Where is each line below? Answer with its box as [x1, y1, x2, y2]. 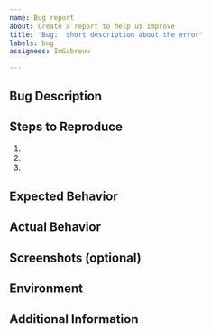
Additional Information [9, 311, 139, 327]
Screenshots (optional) [9, 250, 142, 265]
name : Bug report [9, 13, 75, 23]
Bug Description [9, 88, 102, 104]
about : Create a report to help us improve [9, 22, 176, 31]
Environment [9, 281, 84, 296]
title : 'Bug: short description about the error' [9, 30, 204, 39]
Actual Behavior [9, 219, 102, 235]
